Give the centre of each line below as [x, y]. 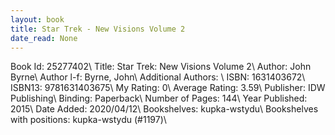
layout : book [37, 19]
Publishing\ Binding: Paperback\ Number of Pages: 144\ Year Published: [159, 98]
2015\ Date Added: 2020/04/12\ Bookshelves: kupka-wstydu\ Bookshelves [164, 109]
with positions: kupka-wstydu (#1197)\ [88, 120]
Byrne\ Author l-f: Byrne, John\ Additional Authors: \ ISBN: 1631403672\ [158, 77]
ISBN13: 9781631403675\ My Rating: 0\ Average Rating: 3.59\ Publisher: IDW [168, 88]
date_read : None [44, 38]
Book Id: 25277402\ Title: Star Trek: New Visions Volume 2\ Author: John [161, 67]
